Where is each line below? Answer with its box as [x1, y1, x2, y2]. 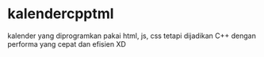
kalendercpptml [7, 5, 114, 23]
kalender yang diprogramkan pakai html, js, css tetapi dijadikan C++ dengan [7, 31, 257, 40]
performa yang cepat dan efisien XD [7, 39, 126, 48]
